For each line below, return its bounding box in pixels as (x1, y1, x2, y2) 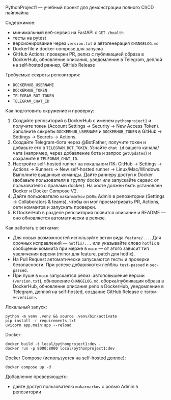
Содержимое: (5, 20, 36, 25)
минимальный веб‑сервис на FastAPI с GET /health (12, 30, 124, 35)
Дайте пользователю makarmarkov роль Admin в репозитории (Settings (12, 193, 165, 199)
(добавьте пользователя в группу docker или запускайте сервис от (12, 177, 159, 183)
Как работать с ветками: (5, 225, 60, 231)
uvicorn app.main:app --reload (5, 323, 72, 328)
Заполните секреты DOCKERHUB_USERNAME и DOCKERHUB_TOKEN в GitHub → (12, 128, 162, 134)
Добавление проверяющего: (5, 374, 68, 380)
